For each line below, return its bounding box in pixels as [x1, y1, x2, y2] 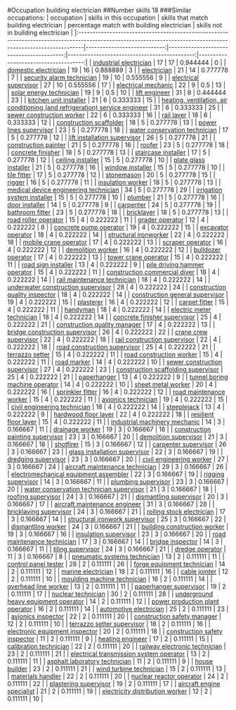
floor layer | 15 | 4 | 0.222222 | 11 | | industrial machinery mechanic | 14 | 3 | [7, 418, 225, 425]
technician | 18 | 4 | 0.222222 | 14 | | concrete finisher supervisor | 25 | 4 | [7, 313, 221, 321]
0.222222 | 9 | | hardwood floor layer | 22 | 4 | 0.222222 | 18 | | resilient [7, 410, 214, 418]
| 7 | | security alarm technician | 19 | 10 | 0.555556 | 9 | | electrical [7, 73, 199, 82]
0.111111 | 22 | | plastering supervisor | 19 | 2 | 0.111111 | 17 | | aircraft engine [7, 680, 221, 687]
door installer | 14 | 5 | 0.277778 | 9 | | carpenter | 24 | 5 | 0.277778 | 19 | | [7, 201, 221, 208]
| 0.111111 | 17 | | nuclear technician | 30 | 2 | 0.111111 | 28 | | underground [7, 590, 214, 598]
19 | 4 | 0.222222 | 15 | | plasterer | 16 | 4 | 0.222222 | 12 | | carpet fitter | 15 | [7, 298, 229, 306]
